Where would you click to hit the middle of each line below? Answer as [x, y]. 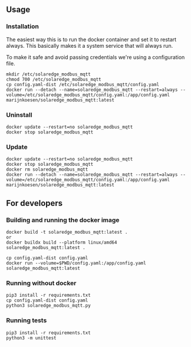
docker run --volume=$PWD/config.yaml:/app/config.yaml [76, 263]
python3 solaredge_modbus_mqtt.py [49, 306]
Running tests [27, 320]
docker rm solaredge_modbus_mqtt [47, 170]
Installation [23, 27]
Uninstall [19, 114]
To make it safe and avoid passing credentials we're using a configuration [95, 57]
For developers [34, 203]
